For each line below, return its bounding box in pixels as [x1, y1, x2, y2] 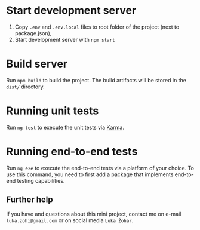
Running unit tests [6, 104, 99, 118]
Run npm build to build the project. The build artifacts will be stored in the [6, 76, 187, 84]
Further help [6, 195, 54, 205]
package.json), [14, 29, 52, 36]
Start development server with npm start [14, 36, 115, 43]
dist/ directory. [6, 83, 45, 90]
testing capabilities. [17, 177, 65, 184]
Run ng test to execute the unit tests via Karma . [6, 124, 124, 131]
